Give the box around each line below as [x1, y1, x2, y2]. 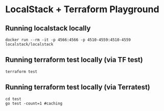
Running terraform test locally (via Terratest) [5, 83, 150, 92]
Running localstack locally [5, 24, 91, 33]
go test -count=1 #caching [5, 101, 63, 106]
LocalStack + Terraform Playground [5, 4, 159, 15]
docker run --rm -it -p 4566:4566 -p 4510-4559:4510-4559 [5, 37, 131, 42]
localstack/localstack [5, 42, 53, 47]
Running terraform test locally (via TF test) [5, 55, 143, 64]
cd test [5, 96, 22, 101]
